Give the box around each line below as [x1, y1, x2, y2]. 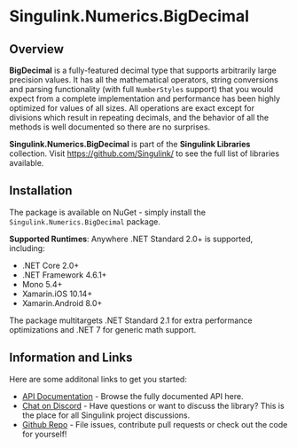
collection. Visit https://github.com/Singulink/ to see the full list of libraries [9, 148, 280, 159]
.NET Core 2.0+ [21, 260, 80, 271]
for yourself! [21, 428, 67, 439]
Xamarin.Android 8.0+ [21, 297, 103, 308]
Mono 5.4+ [21, 279, 63, 289]
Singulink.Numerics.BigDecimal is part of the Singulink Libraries [9, 139, 251, 149]
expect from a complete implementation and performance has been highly [9, 93, 281, 104]
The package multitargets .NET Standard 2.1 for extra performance [9, 315, 253, 326]
